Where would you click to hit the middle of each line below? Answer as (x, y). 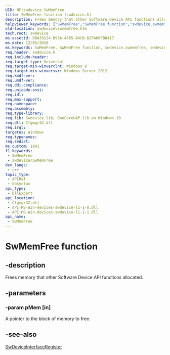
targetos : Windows (25, 132)
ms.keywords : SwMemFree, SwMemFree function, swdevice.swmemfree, (77, 48)
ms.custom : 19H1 (22, 146)
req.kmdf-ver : (20, 76)
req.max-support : (24, 99)
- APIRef (17, 179)
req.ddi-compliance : (27, 85)
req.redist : (18, 142)
